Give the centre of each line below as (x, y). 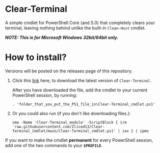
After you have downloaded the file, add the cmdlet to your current (80, 90)
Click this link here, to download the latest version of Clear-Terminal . (82, 80)
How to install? (36, 57)
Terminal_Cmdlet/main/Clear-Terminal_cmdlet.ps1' (64, 131)
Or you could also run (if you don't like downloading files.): (71, 113)
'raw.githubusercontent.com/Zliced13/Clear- (58, 126)
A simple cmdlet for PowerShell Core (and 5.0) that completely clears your (80, 23)
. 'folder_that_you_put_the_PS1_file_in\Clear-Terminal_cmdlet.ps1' (84, 104)
